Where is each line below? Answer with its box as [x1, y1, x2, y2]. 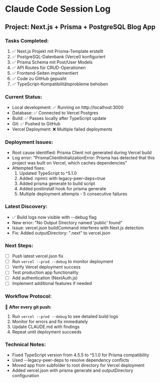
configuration [12, 373, 39, 379]
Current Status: [5, 93, 43, 100]
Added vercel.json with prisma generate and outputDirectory [12, 367, 133, 373]
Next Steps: [5, 242, 33, 249]
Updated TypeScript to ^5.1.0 [19, 170, 77, 176]
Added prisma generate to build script [19, 181, 96, 186]
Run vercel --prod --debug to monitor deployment [12, 259, 113, 265]
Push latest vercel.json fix [12, 253, 64, 259]
